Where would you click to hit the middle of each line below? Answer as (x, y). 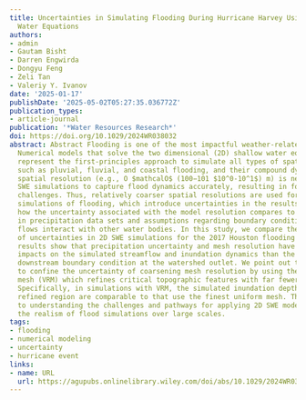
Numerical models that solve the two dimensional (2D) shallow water (152, 153)
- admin (24, 43)
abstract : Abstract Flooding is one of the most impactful (124, 145)
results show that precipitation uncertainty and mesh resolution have (157, 246)
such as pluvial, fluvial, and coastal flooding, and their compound (152, 170)
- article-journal (44, 119)
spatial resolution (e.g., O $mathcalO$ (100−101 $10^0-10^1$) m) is (152, 178)
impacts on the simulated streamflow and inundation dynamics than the (157, 255)
